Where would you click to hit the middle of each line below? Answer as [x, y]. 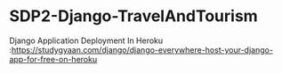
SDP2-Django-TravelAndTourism [133, 16]
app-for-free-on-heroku [53, 59]
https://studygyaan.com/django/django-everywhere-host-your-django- [143, 49]
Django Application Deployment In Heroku [86, 40]
